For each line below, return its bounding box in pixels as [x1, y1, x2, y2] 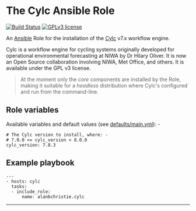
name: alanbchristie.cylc [21, 194, 85, 199]
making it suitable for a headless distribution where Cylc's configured [20, 82, 188, 89]
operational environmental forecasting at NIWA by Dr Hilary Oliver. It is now [6, 52, 187, 59]
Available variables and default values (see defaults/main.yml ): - [6, 121, 160, 128]
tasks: [11, 184, 27, 189]
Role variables [6, 105, 59, 115]
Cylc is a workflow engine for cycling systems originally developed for [6, 45, 175, 53]
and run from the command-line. [20, 88, 99, 95]
